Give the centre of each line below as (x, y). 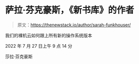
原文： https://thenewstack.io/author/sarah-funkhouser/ (74, 25)
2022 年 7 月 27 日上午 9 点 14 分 (39, 46)
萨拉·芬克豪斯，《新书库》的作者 (70, 10)
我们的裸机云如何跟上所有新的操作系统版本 (49, 35)
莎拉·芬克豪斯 (19, 56)
